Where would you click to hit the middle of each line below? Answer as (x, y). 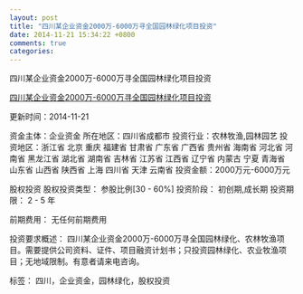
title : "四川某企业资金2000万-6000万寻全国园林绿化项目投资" (113, 26)
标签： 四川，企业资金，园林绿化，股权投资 (90, 280)
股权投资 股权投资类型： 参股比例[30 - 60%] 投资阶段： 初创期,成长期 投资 (148, 189)
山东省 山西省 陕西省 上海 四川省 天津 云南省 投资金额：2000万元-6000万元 (150, 170)
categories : (32, 52)
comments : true (38, 43)
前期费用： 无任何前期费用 (58, 220)
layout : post (34, 18)
